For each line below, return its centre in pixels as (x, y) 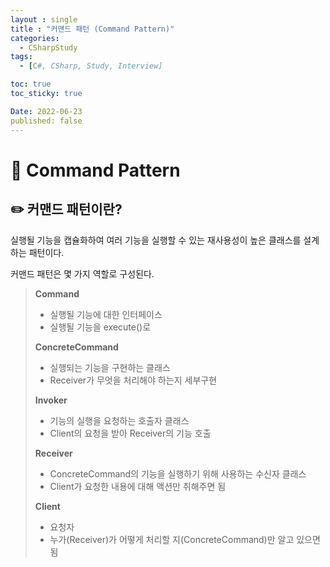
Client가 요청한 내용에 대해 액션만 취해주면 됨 (138, 486)
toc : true (31, 84)
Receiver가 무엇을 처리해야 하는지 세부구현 (133, 380)
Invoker (51, 400)
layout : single (44, 19)
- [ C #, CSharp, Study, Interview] (91, 66)
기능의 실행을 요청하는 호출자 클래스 (119, 420)
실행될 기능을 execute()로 (100, 327)
